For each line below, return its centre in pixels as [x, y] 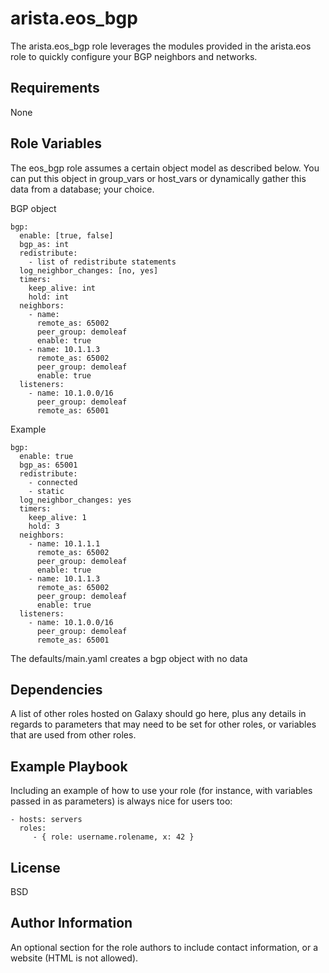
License [35, 867]
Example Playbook [69, 766]
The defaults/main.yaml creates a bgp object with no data [129, 658]
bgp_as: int [44, 244]
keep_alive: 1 [57, 517]
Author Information [71, 923]
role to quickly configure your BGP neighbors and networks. [134, 56]
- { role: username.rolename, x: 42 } [113, 837]
